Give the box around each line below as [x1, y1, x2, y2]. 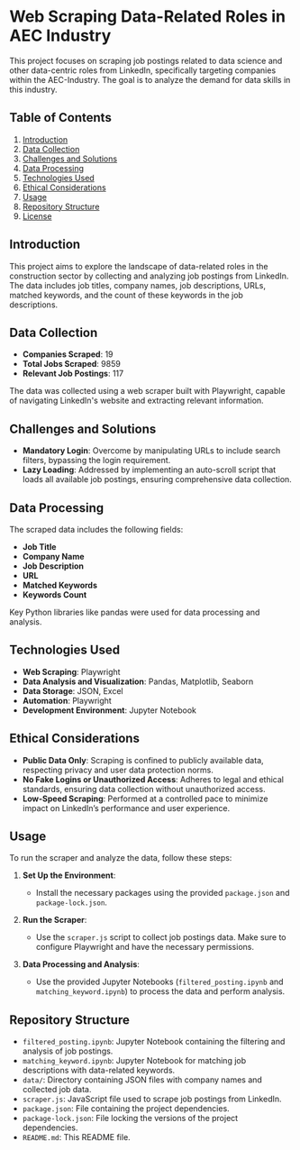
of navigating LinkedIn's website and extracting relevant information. [9, 395, 264, 406]
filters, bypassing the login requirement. [22, 455, 171, 466]
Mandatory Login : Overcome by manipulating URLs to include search [22, 445, 281, 456]
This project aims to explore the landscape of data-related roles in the [9, 260, 268, 271]
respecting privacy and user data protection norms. [22, 764, 214, 775]
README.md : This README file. [22, 1132, 131, 1143]
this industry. [9, 84, 58, 95]
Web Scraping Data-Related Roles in [9, 6, 286, 27]
